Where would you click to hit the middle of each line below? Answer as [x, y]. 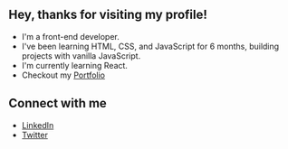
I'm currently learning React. [75, 65]
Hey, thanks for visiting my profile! [108, 15]
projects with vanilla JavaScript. [81, 56]
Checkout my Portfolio [63, 75]
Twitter [35, 135]
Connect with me [58, 103]
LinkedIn [38, 125]
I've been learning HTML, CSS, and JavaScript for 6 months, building [150, 46]
